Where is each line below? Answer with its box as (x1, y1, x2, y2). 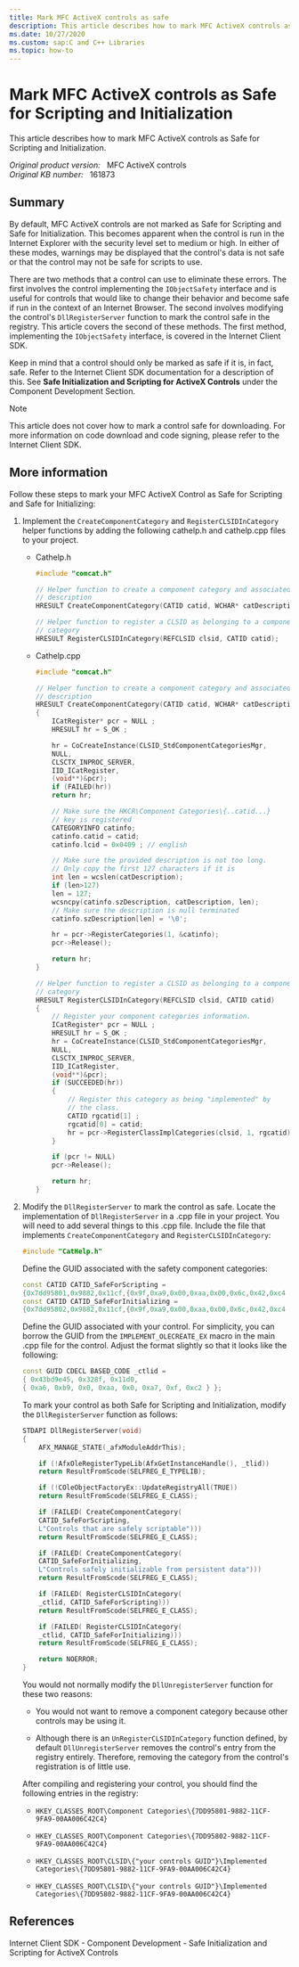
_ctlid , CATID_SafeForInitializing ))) (38, 1630, 182, 1640)
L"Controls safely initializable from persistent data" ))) (38, 1565, 263, 1574)
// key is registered (52, 815, 132, 824)
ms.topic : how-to (9, 46, 74, 55)
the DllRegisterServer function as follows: (21, 1409, 178, 1420)
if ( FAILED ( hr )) (52, 783, 112, 791)
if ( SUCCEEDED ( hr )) (52, 1078, 125, 1087)
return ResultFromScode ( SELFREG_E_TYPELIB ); (38, 1467, 206, 1476)
